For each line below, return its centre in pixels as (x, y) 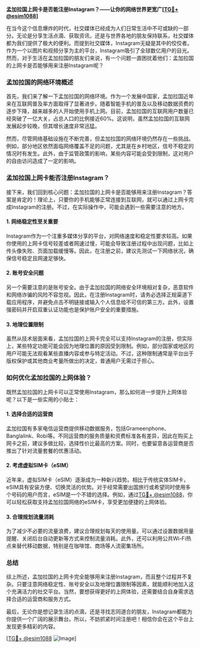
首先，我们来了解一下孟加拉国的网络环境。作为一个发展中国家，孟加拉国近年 (100, 96)
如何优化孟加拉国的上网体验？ (49, 378)
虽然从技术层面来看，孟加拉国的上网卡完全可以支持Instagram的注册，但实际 (99, 339)
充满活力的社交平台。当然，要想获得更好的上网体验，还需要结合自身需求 (100, 592)
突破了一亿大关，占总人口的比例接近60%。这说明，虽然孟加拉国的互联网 (101, 119)
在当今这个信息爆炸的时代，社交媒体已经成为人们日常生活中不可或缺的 (92, 28)
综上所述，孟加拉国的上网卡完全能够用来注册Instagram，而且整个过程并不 (97, 577)
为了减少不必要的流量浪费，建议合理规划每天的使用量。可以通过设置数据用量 (100, 531)
